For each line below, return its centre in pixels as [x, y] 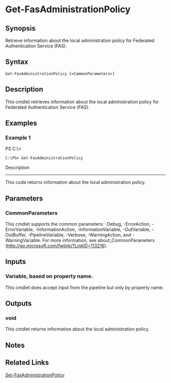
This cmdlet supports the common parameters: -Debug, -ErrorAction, [78, 224]
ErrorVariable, [20, 229]
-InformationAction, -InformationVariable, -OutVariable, [93, 229]
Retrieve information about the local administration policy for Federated [80, 40]
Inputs [16, 262]
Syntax [17, 62]
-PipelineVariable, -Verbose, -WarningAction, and [79, 235]
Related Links [27, 363]
